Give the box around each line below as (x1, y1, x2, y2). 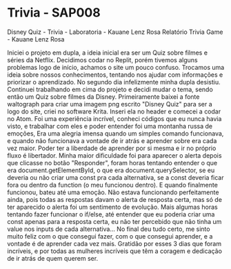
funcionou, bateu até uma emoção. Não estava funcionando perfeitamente (7, 188, 219, 196)
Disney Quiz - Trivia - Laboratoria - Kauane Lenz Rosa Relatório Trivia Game (7, 28, 223, 36)
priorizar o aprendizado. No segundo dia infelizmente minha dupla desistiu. (7, 77, 221, 86)
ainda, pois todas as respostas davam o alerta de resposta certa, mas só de (7, 195, 223, 203)
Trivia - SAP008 (7, 5, 101, 21)
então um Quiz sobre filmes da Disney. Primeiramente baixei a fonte (7, 92, 200, 101)
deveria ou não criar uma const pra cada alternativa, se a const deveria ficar (7, 173, 224, 181)
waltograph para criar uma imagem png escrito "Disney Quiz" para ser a (7, 100, 212, 108)
